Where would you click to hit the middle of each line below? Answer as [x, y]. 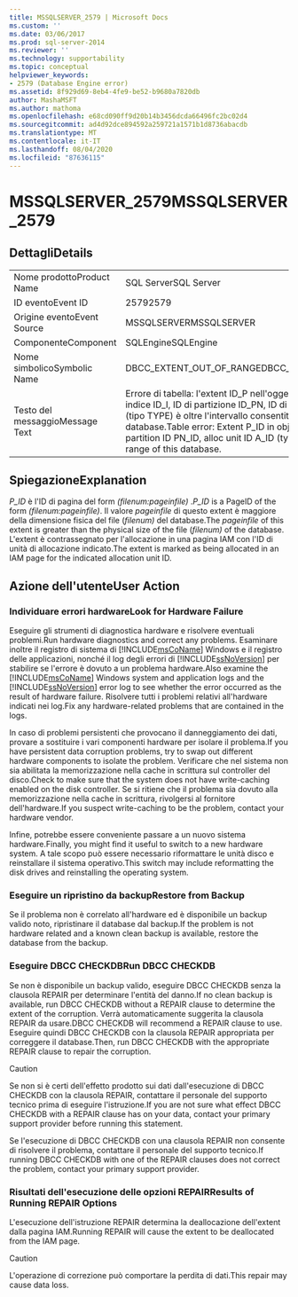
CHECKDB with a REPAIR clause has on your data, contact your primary [140, 1113]
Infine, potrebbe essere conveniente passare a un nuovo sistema [128, 834]
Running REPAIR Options [63, 1203]
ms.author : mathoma [45, 108]
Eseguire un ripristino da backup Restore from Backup [127, 895]
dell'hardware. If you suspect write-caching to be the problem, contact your [147, 808]
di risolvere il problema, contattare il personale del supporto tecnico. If [137, 1150]
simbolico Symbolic [53, 367]
